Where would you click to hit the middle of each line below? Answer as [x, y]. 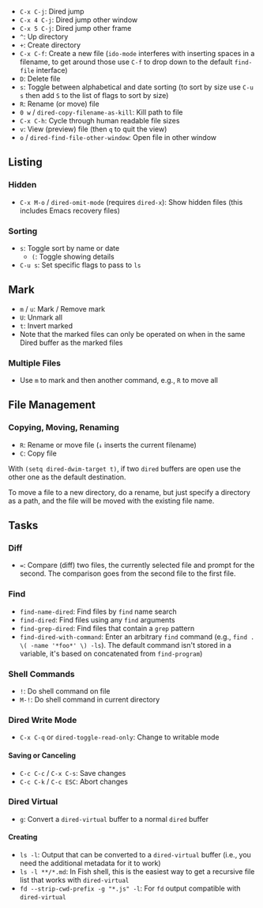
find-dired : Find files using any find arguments [97, 619]
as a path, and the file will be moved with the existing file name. [111, 501]
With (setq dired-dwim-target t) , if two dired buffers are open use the [124, 468]
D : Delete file [40, 79]
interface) [52, 70]
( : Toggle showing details [73, 256]
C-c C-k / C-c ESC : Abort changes [74, 781]
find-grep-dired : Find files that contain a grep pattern [107, 628]
